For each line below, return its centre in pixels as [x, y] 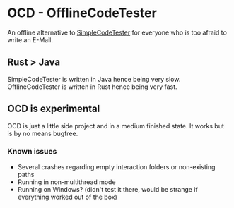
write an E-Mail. [30, 39]
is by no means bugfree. [43, 133]
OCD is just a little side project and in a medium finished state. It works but [116, 126]
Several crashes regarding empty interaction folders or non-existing [116, 166]
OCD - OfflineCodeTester [82, 13]
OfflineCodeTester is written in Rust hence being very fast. [93, 87]
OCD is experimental [54, 109]
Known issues [32, 152]
